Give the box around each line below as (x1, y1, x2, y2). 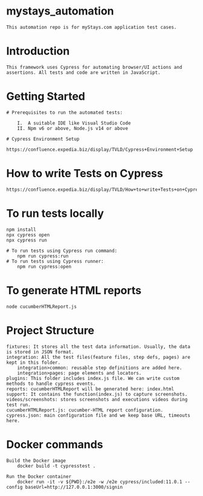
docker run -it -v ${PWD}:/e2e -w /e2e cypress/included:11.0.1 (17, 478, 182, 485)
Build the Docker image (6, 457, 66, 463)
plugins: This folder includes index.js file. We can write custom (6, 375, 180, 381)
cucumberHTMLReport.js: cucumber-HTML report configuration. (6, 407, 164, 413)
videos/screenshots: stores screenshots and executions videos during (6, 396, 188, 402)
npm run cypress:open (17, 263, 71, 269)
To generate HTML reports (6, 283, 142, 297)
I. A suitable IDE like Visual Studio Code (17, 120, 131, 126)
